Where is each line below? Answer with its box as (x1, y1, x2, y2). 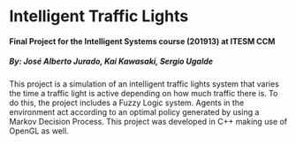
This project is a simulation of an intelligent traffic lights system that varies (9, 78, 280, 89)
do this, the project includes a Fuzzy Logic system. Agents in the (9, 97, 245, 108)
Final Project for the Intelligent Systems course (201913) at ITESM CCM (9, 35, 276, 46)
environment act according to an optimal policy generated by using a (9, 106, 260, 117)
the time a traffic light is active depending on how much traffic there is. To (9, 88, 278, 98)
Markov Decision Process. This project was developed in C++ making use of (9, 116, 288, 126)
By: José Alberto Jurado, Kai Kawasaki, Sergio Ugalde (9, 56, 214, 67)
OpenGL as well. (9, 126, 69, 136)
